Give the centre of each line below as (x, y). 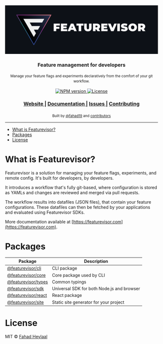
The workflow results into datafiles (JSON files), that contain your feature (78, 202)
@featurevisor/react (27, 295)
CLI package (65, 268)
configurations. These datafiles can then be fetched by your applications (78, 207)
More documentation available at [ (39, 222)
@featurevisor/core (26, 275)
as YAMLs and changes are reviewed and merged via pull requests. (72, 192)
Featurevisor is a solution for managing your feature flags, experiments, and (81, 172)
